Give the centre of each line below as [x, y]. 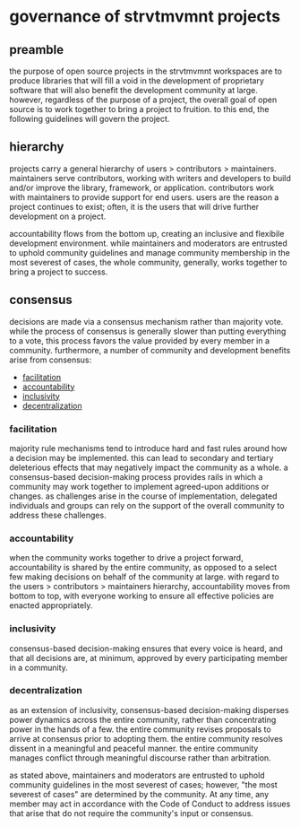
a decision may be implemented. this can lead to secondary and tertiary [141, 457]
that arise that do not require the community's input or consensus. [131, 813]
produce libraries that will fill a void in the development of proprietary [137, 81]
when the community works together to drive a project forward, [126, 558]
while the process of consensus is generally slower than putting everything [148, 331]
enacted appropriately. [51, 605]
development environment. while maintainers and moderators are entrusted [149, 243]
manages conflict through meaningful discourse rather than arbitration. [140, 757]
